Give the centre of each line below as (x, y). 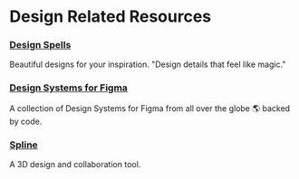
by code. (26, 121)
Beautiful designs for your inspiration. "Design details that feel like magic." (148, 64)
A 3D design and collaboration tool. (75, 165)
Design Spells (40, 45)
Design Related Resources (111, 17)
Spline (24, 145)
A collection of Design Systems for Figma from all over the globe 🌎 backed (150, 108)
